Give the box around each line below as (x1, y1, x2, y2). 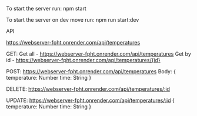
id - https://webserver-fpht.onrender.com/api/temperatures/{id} (6, 57, 161, 63)
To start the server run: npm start (6, 5, 86, 12)
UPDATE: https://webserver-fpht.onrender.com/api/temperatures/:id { (6, 97, 175, 104)
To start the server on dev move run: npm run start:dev (6, 16, 139, 23)
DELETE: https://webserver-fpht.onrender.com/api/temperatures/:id (6, 86, 171, 93)
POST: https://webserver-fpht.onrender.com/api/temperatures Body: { (6, 68, 176, 75)
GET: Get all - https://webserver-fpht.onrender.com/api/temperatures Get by (6, 50, 191, 57)
